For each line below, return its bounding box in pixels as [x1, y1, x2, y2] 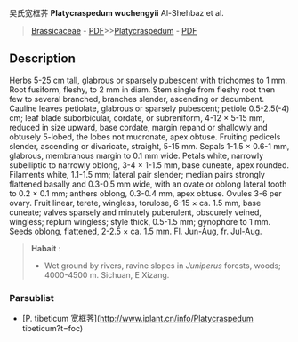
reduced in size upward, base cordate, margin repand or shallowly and [9, 122, 269, 132]
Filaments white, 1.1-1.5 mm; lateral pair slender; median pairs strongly [9, 169, 265, 179]
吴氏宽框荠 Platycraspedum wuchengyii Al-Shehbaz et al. [9, 8, 224, 18]
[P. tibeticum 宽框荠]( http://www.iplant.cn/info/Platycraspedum [21, 314, 254, 324]
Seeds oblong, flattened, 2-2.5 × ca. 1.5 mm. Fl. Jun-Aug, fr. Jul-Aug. [9, 226, 262, 236]
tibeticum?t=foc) [21, 323, 84, 334]
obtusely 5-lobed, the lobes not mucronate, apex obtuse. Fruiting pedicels [9, 131, 281, 142]
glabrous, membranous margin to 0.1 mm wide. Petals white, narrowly [9, 150, 264, 161]
